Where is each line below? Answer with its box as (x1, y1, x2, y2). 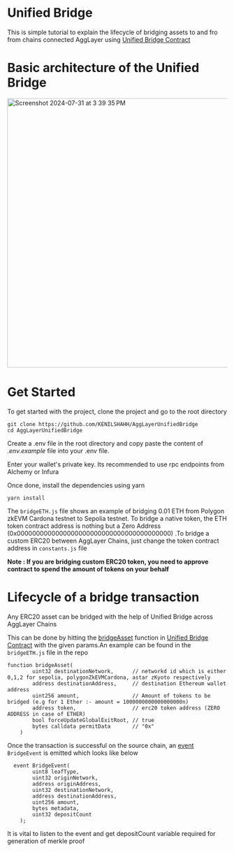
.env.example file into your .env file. (7, 446, 110, 455)
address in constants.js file (7, 543, 87, 552)
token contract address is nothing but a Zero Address (7, 522, 161, 530)
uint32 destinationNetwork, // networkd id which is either (32, 668, 227, 675)
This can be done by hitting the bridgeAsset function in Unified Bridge (7, 633, 209, 642)
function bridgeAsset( (7, 661, 73, 668)
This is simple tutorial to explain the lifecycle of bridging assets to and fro (7, 28, 218, 36)
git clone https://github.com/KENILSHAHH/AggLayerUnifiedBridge (7, 420, 198, 427)
